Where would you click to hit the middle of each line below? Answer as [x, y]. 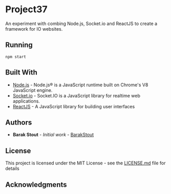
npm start [16, 57]
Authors [19, 122]
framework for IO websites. [34, 29]
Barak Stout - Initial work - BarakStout [53, 135]
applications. [26, 101]
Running [19, 45]
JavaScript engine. [33, 90]
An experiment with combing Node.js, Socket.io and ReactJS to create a [81, 23]
